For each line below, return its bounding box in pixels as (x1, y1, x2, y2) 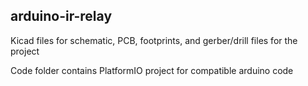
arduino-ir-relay (10, 8, 113, 25)
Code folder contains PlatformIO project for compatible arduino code (10, 64, 294, 76)
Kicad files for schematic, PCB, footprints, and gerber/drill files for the (10, 34, 298, 46)
